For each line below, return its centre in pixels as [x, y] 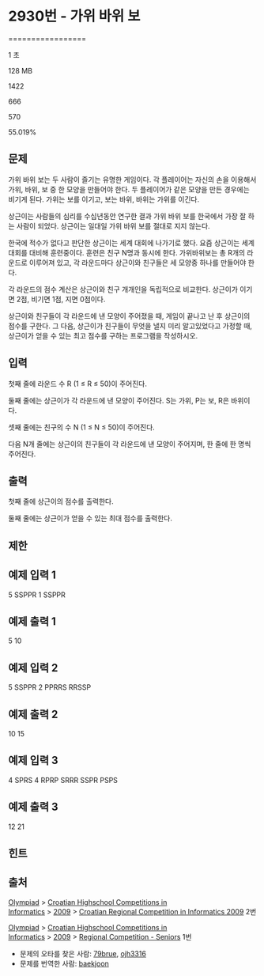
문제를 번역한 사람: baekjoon [64, 963]
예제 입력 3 [33, 760]
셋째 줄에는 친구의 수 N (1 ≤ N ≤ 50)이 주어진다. [82, 427]
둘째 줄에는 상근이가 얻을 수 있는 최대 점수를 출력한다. [90, 518]
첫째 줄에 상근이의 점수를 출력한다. [61, 501]
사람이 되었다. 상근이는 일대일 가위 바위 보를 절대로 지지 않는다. [113, 225]
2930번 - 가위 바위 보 [74, 16]
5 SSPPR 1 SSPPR [37, 595]
